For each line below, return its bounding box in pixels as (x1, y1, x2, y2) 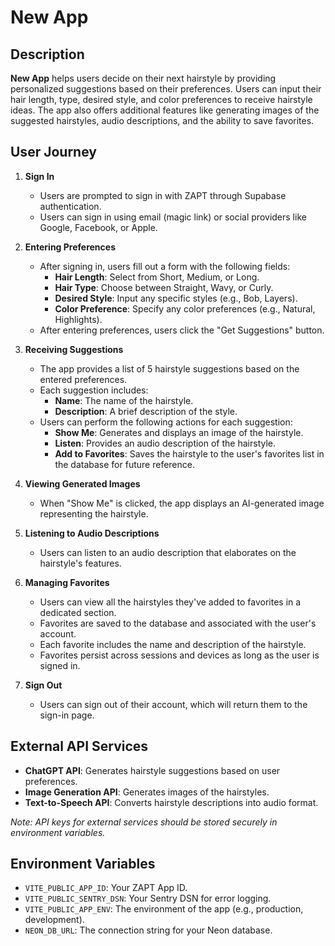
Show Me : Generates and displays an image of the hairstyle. (54, 426, 304, 438)
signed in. (39, 659, 81, 671)
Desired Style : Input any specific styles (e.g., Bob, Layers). (54, 292, 298, 304)
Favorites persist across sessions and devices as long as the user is (39, 649, 320, 661)
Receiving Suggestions (24, 343, 124, 355)
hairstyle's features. (39, 557, 122, 569)
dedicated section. (39, 606, 117, 618)
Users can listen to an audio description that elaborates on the (39, 546, 297, 558)
